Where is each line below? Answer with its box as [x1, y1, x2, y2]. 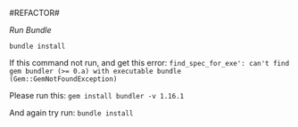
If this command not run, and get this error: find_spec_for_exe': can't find [9, 58, 290, 67]
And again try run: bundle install [9, 107, 134, 118]
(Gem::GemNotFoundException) [9, 75, 118, 83]
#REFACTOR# [9, 8, 60, 18]
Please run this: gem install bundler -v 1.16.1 [9, 91, 185, 100]
